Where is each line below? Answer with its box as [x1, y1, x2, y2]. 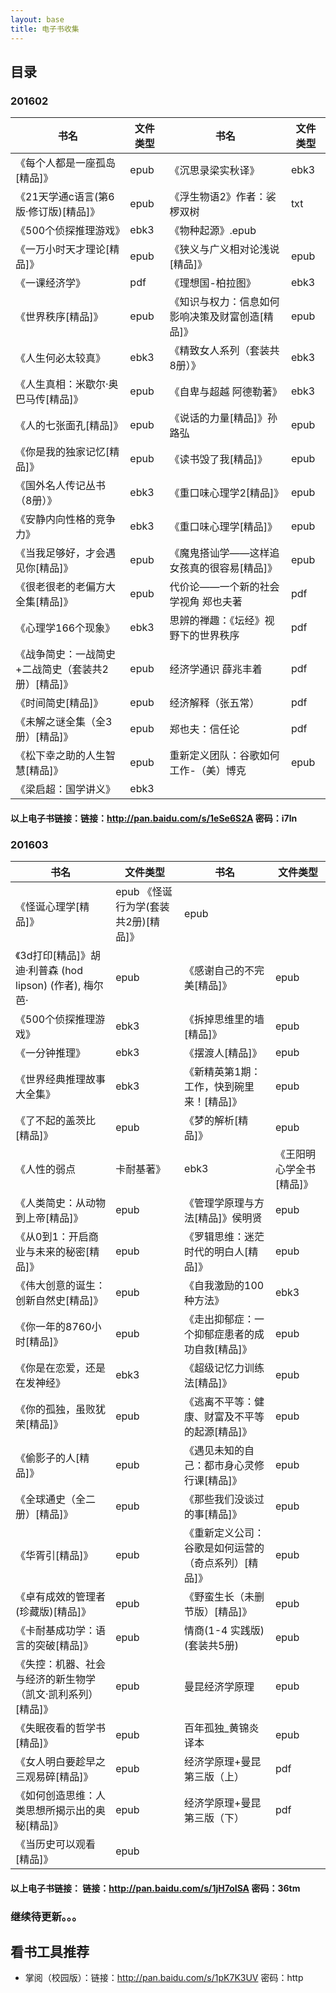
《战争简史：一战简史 [15, 647, 117, 661]
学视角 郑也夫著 [169, 595, 243, 609]
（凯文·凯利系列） [15, 1687, 99, 1701]
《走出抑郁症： [184, 1312, 255, 1326]
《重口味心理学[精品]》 [169, 520, 278, 534]
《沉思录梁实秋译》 [169, 164, 260, 178]
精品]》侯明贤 [198, 1211, 263, 1225]
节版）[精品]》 [184, 1605, 253, 1619]
